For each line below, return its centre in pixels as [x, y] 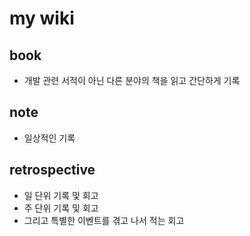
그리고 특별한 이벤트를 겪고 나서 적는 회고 [104, 220]
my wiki [42, 18]
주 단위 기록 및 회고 [61, 208]
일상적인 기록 [49, 138]
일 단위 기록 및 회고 [61, 195]
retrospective [52, 170]
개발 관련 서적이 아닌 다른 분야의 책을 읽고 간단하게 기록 [132, 80]
